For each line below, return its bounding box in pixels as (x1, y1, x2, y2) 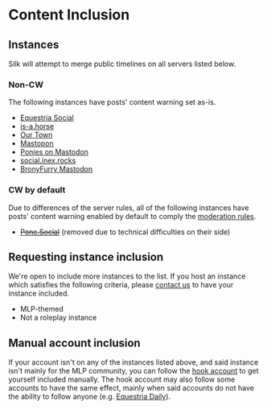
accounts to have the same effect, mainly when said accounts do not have (8, 383, 255, 393)
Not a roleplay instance (19, 312, 97, 323)
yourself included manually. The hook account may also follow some (8, 374, 236, 384)
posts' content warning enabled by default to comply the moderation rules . (8, 211, 257, 221)
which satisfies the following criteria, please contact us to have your (8, 280, 234, 290)
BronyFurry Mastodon (19, 164, 93, 174)
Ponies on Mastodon (19, 147, 88, 157)
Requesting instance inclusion (8, 250, 164, 263)
